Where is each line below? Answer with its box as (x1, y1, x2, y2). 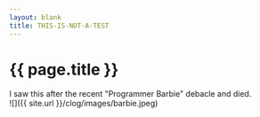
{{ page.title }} (9, 59, 119, 80)
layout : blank (9, 12, 62, 22)
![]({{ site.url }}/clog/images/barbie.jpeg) (9, 98, 158, 109)
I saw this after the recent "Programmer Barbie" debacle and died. (9, 89, 252, 99)
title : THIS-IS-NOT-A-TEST (9, 21, 110, 30)
